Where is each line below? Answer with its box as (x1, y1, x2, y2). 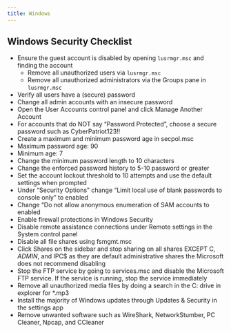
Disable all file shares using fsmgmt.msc (17, 238, 132, 246)
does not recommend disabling (17, 260, 106, 268)
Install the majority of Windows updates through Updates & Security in (17, 296, 217, 305)
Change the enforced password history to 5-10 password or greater (17, 164, 210, 173)
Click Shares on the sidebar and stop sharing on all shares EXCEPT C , (17, 245, 216, 253)
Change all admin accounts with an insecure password (17, 98, 173, 106)
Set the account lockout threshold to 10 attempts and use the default (17, 171, 212, 180)
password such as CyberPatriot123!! (17, 127, 121, 135)
